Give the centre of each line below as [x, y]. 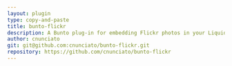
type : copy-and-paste [38, 20]
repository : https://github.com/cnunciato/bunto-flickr [89, 52]
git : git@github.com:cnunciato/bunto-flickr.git [78, 45]
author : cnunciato [33, 39]
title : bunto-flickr [37, 26]
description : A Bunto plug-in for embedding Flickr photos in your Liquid [117, 33]
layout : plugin [29, 13]
